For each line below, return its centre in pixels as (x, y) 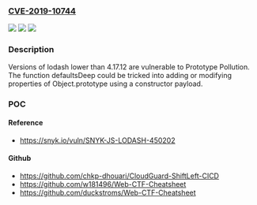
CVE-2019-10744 (42, 11)
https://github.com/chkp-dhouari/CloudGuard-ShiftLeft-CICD (119, 176)
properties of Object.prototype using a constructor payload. (106, 84)
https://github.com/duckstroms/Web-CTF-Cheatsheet (108, 192)
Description (31, 50)
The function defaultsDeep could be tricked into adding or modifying (120, 75)
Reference (26, 123)
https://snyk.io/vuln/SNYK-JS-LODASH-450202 (97, 140)
